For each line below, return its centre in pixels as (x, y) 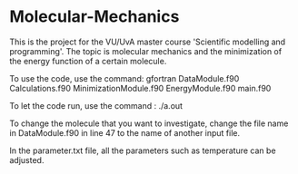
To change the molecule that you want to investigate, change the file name (149, 123)
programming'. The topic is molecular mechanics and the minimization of (146, 51)
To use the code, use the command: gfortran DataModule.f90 (124, 78)
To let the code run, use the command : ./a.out (96, 105)
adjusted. (27, 159)
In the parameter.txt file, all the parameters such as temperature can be (143, 150)
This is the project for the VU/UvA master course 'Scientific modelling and (148, 42)
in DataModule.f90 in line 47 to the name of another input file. (125, 132)
